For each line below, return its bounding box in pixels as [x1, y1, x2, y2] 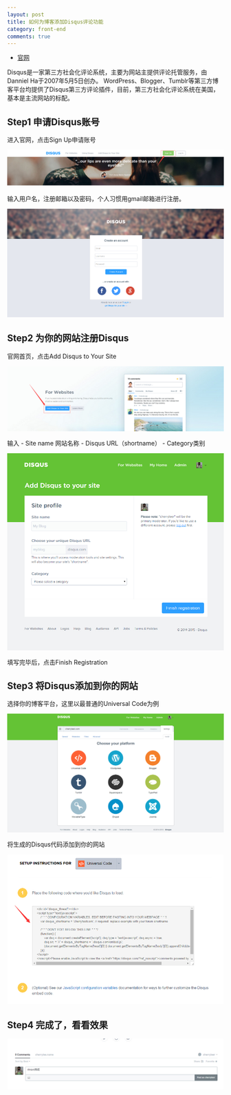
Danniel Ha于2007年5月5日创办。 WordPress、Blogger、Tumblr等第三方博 [7, 76, 219, 85]
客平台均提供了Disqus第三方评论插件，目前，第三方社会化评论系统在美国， [7, 85, 220, 94]
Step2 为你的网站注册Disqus [7, 333, 129, 344]
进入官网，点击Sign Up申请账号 [7, 136, 96, 144]
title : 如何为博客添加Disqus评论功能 [7, 18, 104, 25]
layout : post [7, 11, 45, 18]
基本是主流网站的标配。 [7, 94, 74, 103]
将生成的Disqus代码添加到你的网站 [7, 840, 105, 848]
